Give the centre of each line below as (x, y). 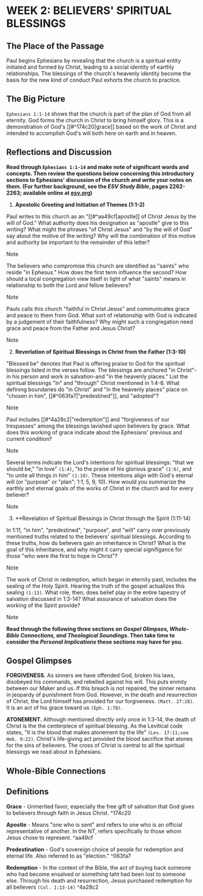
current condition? (29, 439)
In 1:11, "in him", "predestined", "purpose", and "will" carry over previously (98, 530)
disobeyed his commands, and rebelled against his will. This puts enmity (97, 682)
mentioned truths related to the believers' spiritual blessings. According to (98, 537)
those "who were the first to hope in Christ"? (62, 556)
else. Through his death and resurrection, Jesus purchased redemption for (99, 880)
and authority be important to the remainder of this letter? (78, 242)
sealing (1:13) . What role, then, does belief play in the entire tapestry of (96, 592)
